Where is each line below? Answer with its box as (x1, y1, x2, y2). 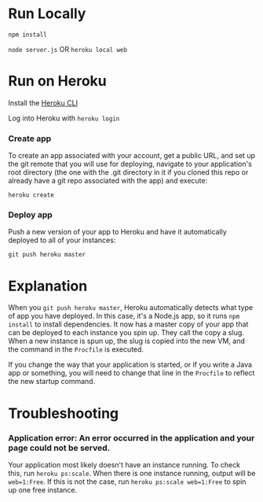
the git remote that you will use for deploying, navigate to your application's (8, 159, 253, 169)
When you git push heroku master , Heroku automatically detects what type (8, 303, 254, 312)
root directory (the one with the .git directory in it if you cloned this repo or (8, 168, 249, 177)
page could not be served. (8, 442, 111, 453)
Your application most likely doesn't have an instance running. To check (8, 460, 241, 469)
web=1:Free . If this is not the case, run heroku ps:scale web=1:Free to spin (8, 477, 247, 486)
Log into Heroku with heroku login (8, 113, 120, 123)
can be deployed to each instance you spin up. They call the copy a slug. (8, 328, 245, 338)
